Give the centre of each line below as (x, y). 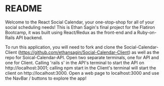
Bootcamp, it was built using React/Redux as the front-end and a (71, 32)
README (24, 9)
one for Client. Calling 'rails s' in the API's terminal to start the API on (75, 63)
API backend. (29, 38)
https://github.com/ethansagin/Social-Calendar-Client (74, 52)
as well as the (145, 52)
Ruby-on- (147, 32)
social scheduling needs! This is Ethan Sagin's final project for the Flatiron (80, 27)
